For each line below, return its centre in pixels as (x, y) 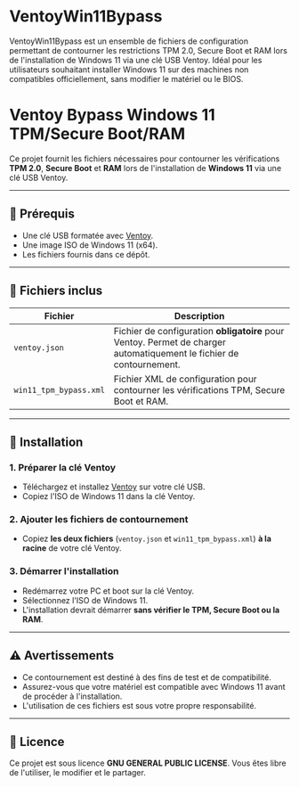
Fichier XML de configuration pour (185, 379)
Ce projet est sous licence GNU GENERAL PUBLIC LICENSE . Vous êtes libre (148, 763)
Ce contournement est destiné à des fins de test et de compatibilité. (146, 677)
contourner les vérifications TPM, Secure (199, 389)
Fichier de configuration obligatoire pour (199, 331)
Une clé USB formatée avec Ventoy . (88, 235)
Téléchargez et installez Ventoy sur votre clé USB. (113, 487)
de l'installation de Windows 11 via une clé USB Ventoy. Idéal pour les (136, 60)
